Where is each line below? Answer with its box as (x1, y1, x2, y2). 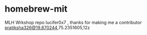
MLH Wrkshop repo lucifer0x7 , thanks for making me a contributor (4, 19, 142, 25)
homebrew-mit (4, 3, 68, 15)
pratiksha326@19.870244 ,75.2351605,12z (4, 24, 90, 30)
